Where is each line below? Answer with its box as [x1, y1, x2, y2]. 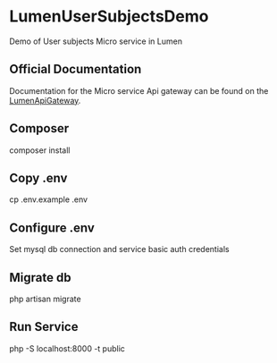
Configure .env [9, 220, 96, 235]
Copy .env [9, 170, 68, 185]
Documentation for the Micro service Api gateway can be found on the [9, 85, 269, 96]
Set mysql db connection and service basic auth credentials [9, 244, 230, 255]
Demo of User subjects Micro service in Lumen [9, 36, 183, 46]
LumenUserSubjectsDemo [9, 6, 209, 27]
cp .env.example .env [9, 194, 88, 205]
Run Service [9, 319, 79, 334]
